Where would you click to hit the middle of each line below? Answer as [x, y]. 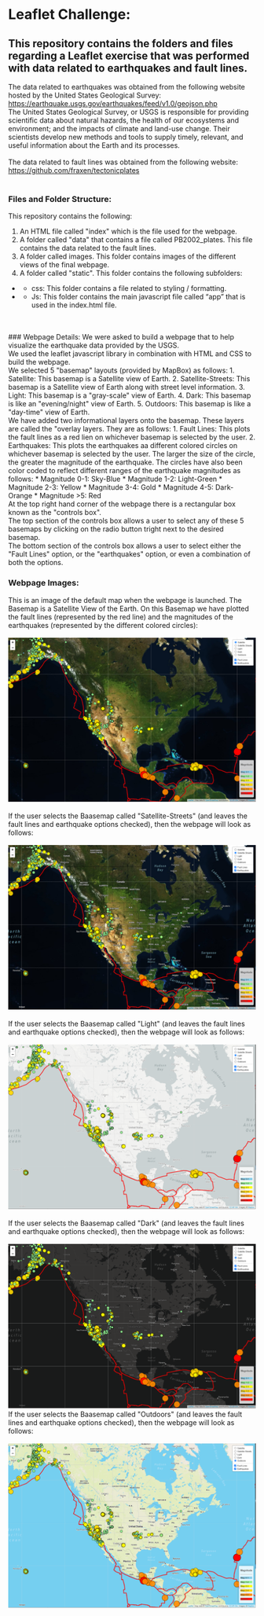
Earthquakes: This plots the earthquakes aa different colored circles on [123, 446]
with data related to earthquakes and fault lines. [128, 68]
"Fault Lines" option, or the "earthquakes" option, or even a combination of [130, 554]
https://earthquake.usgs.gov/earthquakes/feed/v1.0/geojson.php [113, 103]
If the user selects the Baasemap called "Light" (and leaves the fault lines [126, 1023]
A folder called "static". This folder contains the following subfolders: [131, 274]
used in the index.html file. [74, 305]
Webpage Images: [44, 583]
